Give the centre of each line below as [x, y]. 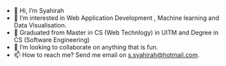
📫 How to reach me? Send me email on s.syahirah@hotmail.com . [106, 55]
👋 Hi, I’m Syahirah [39, 11]
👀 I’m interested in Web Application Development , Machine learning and [116, 18]
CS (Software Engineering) [52, 40]
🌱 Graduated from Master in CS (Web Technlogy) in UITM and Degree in [116, 32]
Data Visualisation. [40, 25]
